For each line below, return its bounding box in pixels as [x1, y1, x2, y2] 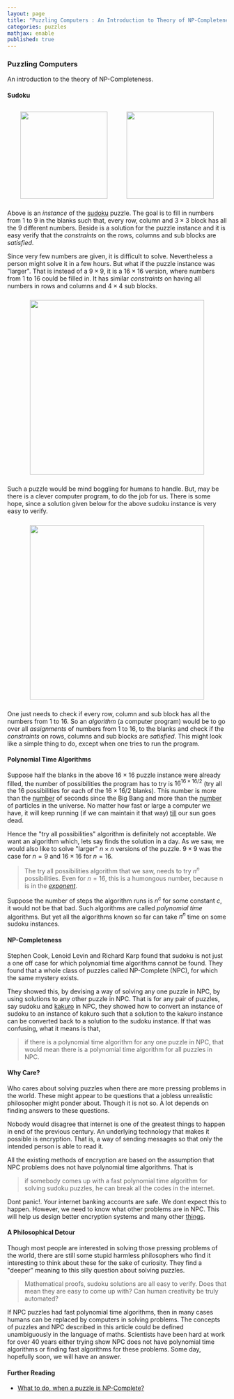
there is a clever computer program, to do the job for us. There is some [7, 491, 211, 500]
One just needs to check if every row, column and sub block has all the [7, 709, 210, 718]
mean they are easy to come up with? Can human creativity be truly [24, 1287, 219, 1296]
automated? [24, 1294, 59, 1303]
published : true [7, 36, 54, 43]
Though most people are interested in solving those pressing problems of [7, 1244, 218, 1252]
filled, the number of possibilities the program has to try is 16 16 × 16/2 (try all [7, 778, 223, 787]
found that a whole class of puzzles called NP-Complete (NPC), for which [7, 966, 218, 975]
